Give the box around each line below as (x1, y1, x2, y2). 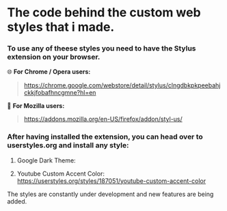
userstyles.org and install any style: (7, 141, 129, 150)
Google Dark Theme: (16, 156, 77, 165)
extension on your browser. (7, 53, 101, 62)
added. (7, 197, 27, 206)
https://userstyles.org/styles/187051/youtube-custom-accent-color (16, 176, 206, 185)
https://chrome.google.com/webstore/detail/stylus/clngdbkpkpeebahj (23, 81, 221, 89)
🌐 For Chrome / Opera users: (7, 68, 91, 76)
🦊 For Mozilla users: (7, 102, 65, 110)
